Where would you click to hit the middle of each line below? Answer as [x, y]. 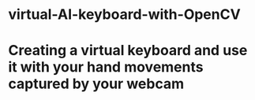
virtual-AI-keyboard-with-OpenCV [124, 15]
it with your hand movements [106, 67]
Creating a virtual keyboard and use [128, 51]
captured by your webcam [96, 84]
